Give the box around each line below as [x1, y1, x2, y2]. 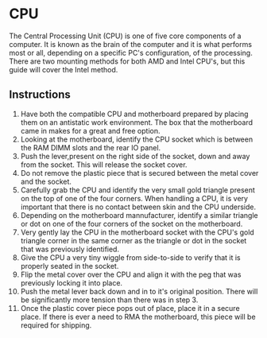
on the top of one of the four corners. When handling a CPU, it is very [20, 193, 249, 203]
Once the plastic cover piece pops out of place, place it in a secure [20, 303, 241, 313]
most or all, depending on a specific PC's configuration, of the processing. [9, 48, 253, 57]
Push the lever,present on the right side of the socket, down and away [20, 151, 250, 161]
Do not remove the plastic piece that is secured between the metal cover [20, 168, 259, 177]
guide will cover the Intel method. [9, 64, 118, 74]
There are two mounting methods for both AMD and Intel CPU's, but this [9, 56, 246, 66]
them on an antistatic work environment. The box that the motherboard [20, 117, 253, 127]
